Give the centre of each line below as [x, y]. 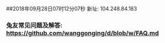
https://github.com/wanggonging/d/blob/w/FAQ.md [82, 33]
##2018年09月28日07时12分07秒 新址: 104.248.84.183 [72, 9]
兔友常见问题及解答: [34, 25]
